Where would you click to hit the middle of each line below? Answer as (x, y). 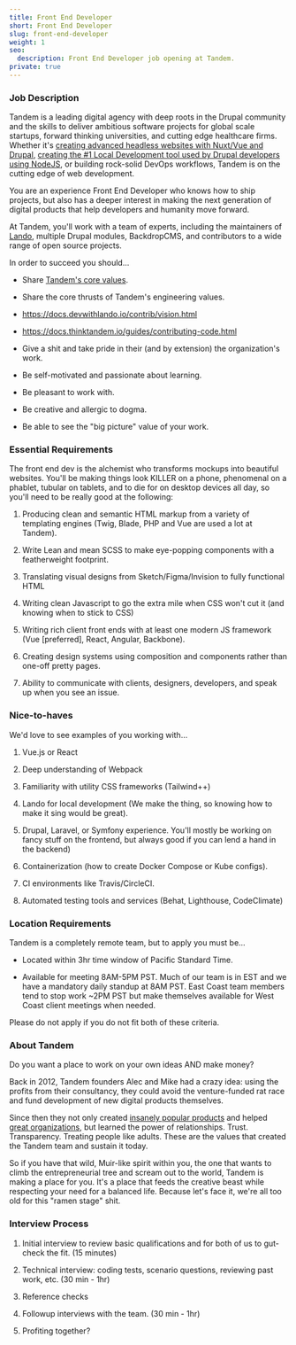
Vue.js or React (49, 752)
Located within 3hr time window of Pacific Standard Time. (128, 960)
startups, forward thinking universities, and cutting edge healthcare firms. (143, 136)
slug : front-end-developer (59, 34)
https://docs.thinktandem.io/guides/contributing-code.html (129, 331)
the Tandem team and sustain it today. (79, 1146)
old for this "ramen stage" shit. (65, 1201)
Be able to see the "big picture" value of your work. (115, 427)
